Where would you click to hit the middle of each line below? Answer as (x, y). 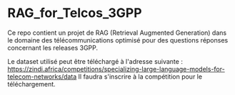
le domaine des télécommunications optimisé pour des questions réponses (118, 40)
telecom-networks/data (42, 77)
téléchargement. (31, 84)
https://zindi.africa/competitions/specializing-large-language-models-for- (116, 69)
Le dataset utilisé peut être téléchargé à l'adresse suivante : (95, 61)
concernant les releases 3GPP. (53, 47)
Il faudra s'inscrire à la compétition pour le (140, 77)
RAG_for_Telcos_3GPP (75, 13)
